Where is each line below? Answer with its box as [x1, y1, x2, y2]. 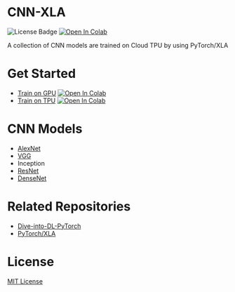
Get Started [7, 66, 76, 81]
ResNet [17, 166, 39, 175]
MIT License [7, 277, 43, 285]
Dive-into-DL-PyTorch [17, 222, 81, 230]
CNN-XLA [7, 4, 66, 20]
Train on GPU [17, 88, 57, 97]
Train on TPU [17, 96, 56, 105]
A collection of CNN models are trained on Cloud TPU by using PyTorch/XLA [7, 41, 229, 49]
